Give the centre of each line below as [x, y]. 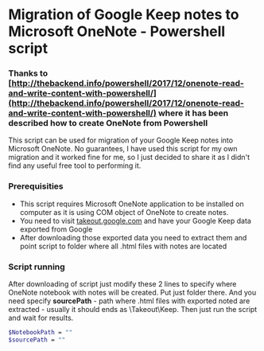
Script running [37, 267]
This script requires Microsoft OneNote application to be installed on [132, 204]
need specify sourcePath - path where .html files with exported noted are [129, 301]
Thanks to [28, 73]
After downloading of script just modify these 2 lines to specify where [122, 284]
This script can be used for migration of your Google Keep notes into [120, 140]
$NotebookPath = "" [41, 333]
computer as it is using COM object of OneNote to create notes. [124, 212]
